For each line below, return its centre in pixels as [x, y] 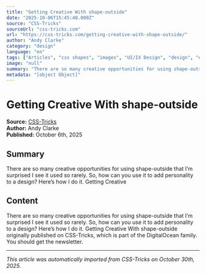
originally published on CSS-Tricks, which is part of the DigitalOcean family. [102, 235]
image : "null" [25, 63]
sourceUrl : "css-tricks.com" [44, 29]
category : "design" [31, 46]
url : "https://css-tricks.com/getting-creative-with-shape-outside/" [97, 35]
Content [22, 201]
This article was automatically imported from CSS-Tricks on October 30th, [101, 259]
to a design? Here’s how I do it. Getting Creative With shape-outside [92, 228]
